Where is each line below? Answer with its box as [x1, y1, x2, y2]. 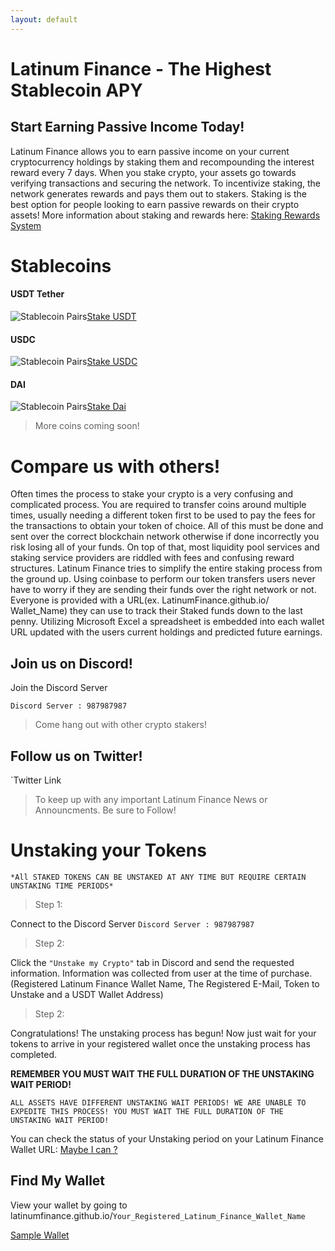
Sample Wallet [10, 1229, 70, 1241]
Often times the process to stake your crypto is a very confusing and [10, 488, 294, 500]
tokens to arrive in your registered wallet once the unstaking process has [10, 1037, 311, 1050]
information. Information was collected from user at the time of [10, 967, 269, 979]
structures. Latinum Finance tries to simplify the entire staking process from [10, 562, 323, 575]
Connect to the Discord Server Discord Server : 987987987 [10, 917, 255, 930]
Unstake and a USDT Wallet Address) [10, 988, 164, 1000]
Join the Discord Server [10, 682, 108, 694]
